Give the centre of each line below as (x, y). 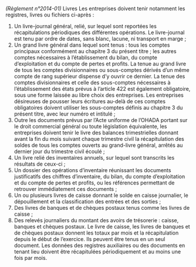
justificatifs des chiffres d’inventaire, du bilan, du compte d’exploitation (99, 177)
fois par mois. (31, 258)
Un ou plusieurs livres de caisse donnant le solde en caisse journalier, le (101, 195)
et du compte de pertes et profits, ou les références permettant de (94, 183)
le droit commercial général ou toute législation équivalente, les (90, 126)
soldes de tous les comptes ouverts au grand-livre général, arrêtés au (98, 145)
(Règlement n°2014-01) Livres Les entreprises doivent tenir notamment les (95, 9)
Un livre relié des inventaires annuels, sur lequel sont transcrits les (94, 158)
